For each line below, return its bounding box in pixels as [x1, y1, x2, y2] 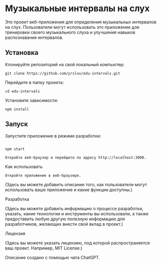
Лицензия [5, 230, 26, 236]
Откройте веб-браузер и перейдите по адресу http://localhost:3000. [5, 155, 146, 160]
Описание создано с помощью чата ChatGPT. [5, 254, 100, 260]
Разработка [5, 196, 30, 202]
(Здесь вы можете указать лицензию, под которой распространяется [5, 240, 150, 246]
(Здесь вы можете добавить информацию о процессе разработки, [5, 205, 144, 212]
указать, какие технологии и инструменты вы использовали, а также [5, 211, 149, 216]
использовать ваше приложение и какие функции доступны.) [5, 187, 132, 193]
